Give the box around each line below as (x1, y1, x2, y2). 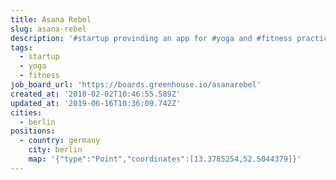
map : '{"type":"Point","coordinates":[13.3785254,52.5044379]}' (28, 154, 302, 164)
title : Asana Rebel (10, 14, 92, 25)
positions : (10, 126, 56, 136)
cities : (10, 107, 43, 118)
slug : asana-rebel (10, 24, 87, 34)
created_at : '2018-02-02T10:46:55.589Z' (10, 89, 182, 99)
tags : (10, 42, 33, 53)
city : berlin (28, 145, 83, 155)
